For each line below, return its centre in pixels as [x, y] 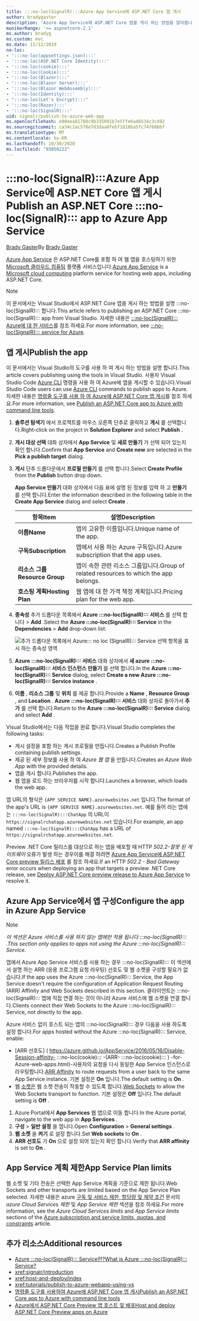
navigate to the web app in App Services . [66, 1119]
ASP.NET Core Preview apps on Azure [61, 1312]
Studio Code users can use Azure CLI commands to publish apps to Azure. [97, 389]
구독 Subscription [42, 551]
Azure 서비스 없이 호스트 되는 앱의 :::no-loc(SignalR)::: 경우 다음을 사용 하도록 [97, 1025]
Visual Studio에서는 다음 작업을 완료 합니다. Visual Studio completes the [91, 727]
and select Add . [35, 715]
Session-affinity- [35, 1057]
